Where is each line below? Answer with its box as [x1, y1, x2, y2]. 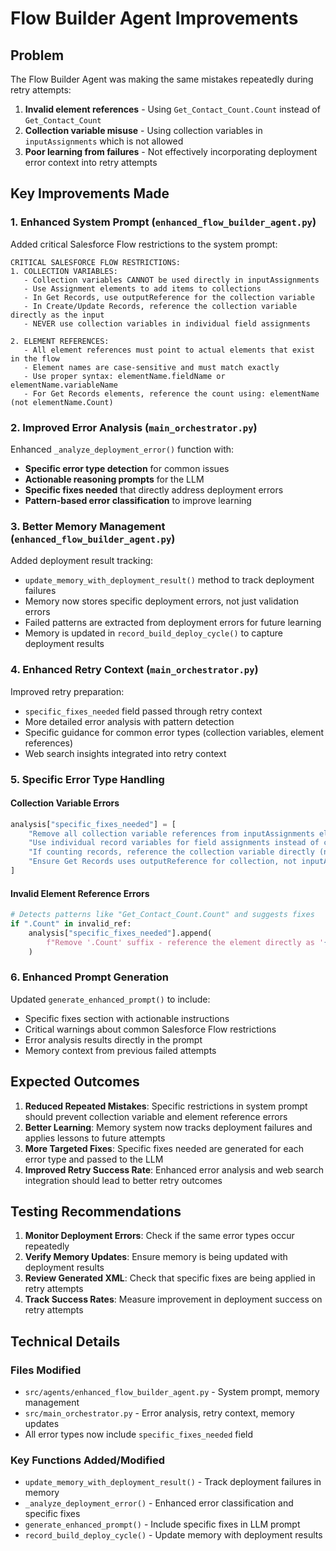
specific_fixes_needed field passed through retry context [24, 705, 263, 717]
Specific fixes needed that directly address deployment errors [24, 483, 284, 496]
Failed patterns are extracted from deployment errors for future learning [24, 617, 322, 629]
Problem [10, 47, 65, 64]
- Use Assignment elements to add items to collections [23, 283, 262, 294]
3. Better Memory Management [10, 519, 166, 533]
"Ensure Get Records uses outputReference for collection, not [28, 857, 298, 867]
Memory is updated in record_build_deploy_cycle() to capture [24, 627, 283, 639]
